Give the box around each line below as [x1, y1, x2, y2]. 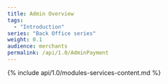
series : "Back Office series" [7, 29, 97, 37]
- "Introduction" [13, 23, 65, 30]
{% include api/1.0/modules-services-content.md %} [7, 68, 161, 77]
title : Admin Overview [7, 10, 74, 17]
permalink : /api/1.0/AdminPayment [7, 50, 109, 57]
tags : [7, 17, 23, 24]
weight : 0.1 [7, 36, 42, 43]
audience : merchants [7, 43, 68, 50]
